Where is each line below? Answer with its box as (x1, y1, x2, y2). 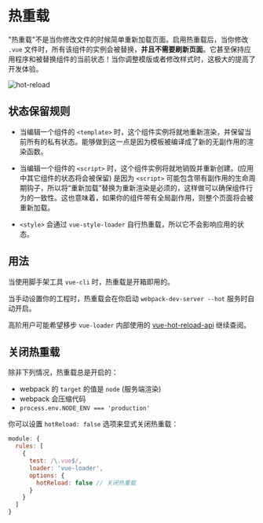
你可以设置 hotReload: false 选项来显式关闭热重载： (8, 419, 179, 429)
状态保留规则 (8, 105, 71, 118)
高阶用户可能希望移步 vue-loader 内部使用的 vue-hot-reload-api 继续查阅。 (8, 320, 251, 330)
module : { (8, 435, 41, 443)
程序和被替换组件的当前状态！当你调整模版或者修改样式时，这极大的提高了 (14, 54, 256, 64)
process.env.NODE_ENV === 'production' (19, 404, 151, 413)
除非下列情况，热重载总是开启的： (8, 367, 119, 378)
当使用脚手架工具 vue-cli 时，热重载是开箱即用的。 (8, 277, 174, 286)
